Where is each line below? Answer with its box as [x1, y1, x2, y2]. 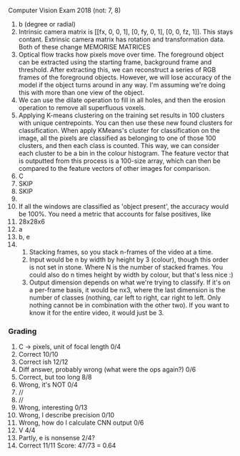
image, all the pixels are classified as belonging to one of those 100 [18, 134, 216, 142]
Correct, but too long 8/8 [18, 373, 92, 382]
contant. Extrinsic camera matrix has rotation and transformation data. [18, 35, 226, 44]
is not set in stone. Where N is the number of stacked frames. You [29, 263, 224, 271]
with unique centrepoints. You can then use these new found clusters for [18, 119, 233, 127]
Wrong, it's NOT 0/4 [18, 380, 78, 389]
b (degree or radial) [18, 20, 76, 28]
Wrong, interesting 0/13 [18, 403, 88, 412]
